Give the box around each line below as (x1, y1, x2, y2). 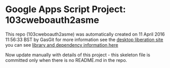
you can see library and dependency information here (5, 42, 118, 48)
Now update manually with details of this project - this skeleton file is (5, 52, 151, 58)
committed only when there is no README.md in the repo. (5, 57, 128, 63)
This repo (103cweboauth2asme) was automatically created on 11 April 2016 (5, 31, 165, 37)
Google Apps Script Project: (5, 4, 126, 15)
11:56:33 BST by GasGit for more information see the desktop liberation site (5, 37, 163, 43)
